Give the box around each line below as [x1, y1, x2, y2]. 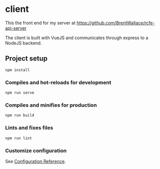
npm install [5, 67, 30, 72]
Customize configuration [5, 147, 67, 154]
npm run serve [5, 90, 35, 95]
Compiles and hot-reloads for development [5, 79, 112, 86]
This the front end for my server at [5, 20, 76, 26]
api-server [5, 25, 27, 31]
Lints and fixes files [5, 124, 54, 131]
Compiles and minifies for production [5, 102, 97, 109]
